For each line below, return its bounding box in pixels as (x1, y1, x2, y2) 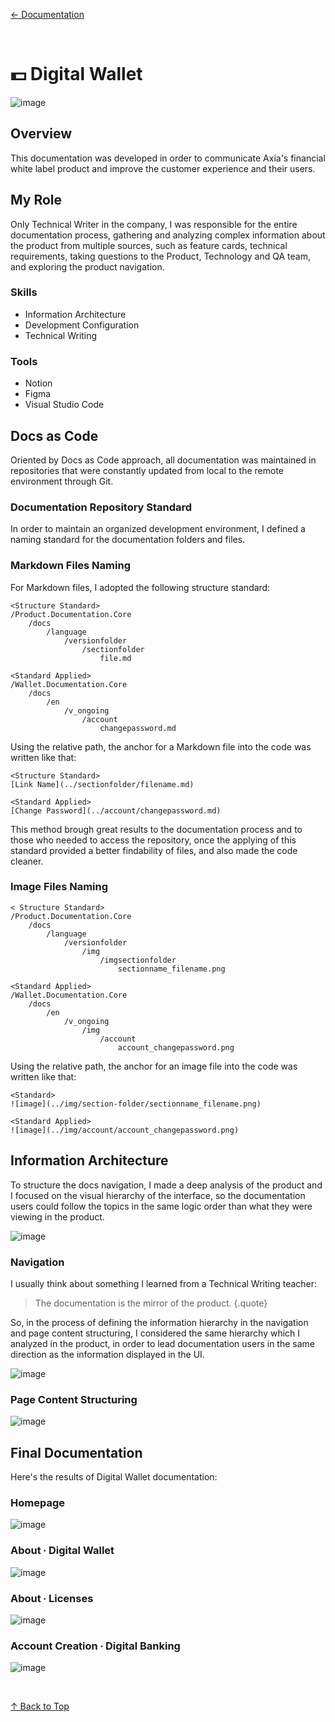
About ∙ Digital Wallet (10, 1544, 115, 1558)
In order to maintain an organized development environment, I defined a (10, 523, 306, 535)
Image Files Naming (10, 880, 109, 894)
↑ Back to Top (10, 1700, 70, 1713)
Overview (10, 125, 73, 143)
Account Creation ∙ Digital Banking (10, 1639, 181, 1653)
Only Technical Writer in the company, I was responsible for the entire (10, 218, 298, 230)
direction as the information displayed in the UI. (10, 1348, 205, 1360)
